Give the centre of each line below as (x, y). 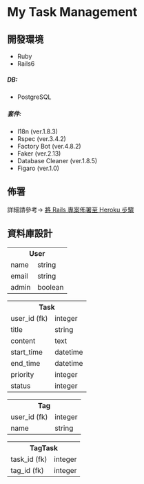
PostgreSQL (34, 97)
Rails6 (26, 64)
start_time (27, 352)
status (21, 386)
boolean (51, 287)
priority (22, 374)
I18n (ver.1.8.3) (38, 131)
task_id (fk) (29, 459)
